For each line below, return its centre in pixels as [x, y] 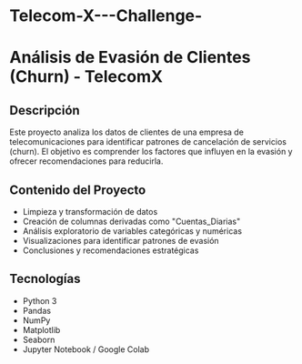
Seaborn [39, 339]
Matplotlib [41, 329]
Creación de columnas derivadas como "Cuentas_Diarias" [131, 221]
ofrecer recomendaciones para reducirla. [86, 161]
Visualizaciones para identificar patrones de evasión [121, 241]
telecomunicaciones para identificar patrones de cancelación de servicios [148, 142]
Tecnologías [45, 279]
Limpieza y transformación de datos [90, 212]
